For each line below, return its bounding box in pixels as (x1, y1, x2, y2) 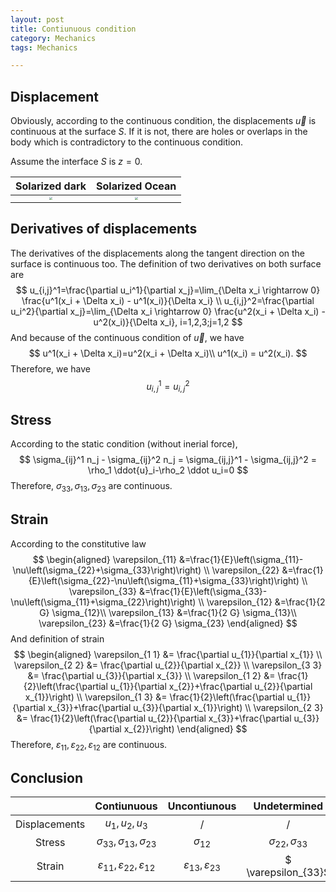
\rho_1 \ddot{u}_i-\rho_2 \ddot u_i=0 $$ (87, 464, 249, 476)
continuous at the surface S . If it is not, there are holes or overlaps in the (10, 126, 308, 138)
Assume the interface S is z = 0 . (10, 156, 143, 168)
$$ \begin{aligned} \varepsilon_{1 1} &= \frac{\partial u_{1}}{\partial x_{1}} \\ (13, 648, 323, 660)
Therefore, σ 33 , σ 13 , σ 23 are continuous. (10, 479, 173, 494)
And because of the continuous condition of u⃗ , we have (10, 331, 245, 343)
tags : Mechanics (10, 42, 78, 53)
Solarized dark (15, 179, 87, 193)
